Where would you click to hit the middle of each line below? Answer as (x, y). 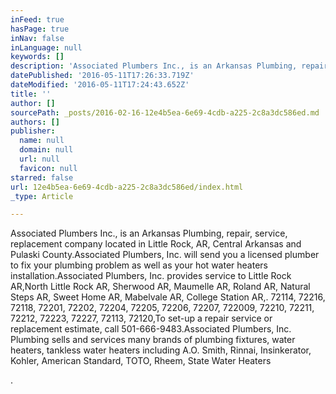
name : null (42, 141)
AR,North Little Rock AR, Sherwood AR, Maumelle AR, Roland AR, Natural (160, 287)
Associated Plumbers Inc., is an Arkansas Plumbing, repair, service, (149, 233)
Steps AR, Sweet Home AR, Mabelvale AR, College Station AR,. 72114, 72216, (168, 297)
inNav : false (37, 38)
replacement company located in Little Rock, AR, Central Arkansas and (156, 244)
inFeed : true (37, 19)
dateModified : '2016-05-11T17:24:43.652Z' (100, 85)
